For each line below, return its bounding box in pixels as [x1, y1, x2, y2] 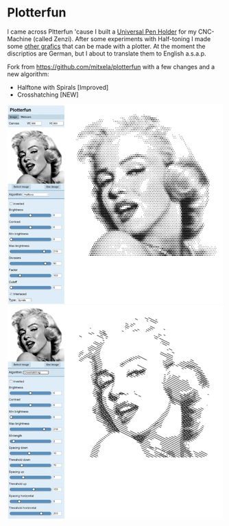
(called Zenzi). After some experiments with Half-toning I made [33, 34, 211, 43]
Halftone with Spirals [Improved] [16, 83, 109, 91]
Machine [7, 34, 32, 43]
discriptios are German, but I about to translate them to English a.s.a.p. [7, 49, 206, 58]
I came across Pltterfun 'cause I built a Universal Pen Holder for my [7, 27, 197, 36]
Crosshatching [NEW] [16, 91, 79, 99]
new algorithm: [7, 70, 49, 78]
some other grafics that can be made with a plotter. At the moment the [7, 42, 206, 50]
